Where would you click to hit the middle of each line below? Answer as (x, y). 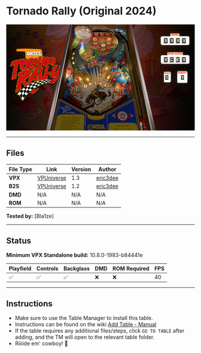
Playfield (20, 268)
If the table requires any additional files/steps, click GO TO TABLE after (100, 331)
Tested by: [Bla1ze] (30, 216)
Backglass (77, 268)
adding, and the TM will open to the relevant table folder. (85, 337)
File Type (20, 169)
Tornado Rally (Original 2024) (81, 11)
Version (81, 169)
